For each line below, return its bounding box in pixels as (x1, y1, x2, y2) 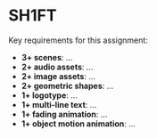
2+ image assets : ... (21, 70, 95, 81)
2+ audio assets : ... (21, 61, 94, 72)
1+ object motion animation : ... (21, 118, 136, 129)
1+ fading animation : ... (21, 109, 108, 119)
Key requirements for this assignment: (8, 35, 148, 45)
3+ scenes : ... (21, 52, 73, 62)
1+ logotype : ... (21, 90, 78, 101)
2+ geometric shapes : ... (21, 80, 114, 91)
